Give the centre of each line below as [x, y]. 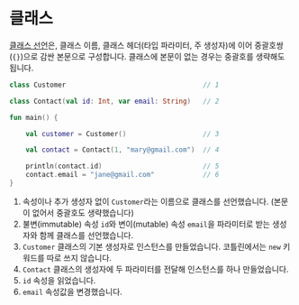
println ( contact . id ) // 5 [122, 166]
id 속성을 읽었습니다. [59, 280]
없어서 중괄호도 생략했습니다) [83, 212]
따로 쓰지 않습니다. [79, 257]
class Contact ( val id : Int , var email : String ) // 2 [114, 101]
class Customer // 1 [114, 85]
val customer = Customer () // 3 [122, 134]
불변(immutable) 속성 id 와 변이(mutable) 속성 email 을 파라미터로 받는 [146, 224]
